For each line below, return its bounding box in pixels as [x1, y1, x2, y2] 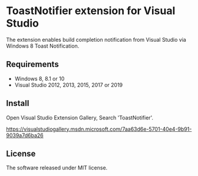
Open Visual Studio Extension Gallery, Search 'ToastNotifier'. [6, 114, 154, 121]
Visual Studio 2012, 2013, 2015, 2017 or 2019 [14, 81, 123, 88]
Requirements [6, 59, 59, 69]
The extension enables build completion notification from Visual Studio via [6, 36, 187, 43]
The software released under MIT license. [6, 164, 108, 171]
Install [6, 98, 29, 108]
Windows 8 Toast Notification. [6, 42, 80, 49]
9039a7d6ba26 [6, 131, 44, 139]
